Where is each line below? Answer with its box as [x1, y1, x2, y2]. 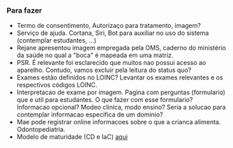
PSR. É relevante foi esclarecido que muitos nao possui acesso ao [16, 59, 206, 67]
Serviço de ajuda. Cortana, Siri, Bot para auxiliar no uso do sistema [16, 29, 209, 37]
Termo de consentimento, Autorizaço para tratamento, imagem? [16, 22, 202, 30]
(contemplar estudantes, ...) [16, 36, 97, 45]
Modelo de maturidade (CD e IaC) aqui [16, 133, 128, 141]
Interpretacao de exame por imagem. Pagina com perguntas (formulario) [16, 88, 226, 96]
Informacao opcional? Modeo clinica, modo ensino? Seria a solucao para [16, 103, 226, 112]
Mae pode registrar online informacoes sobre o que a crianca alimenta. [16, 118, 221, 126]
